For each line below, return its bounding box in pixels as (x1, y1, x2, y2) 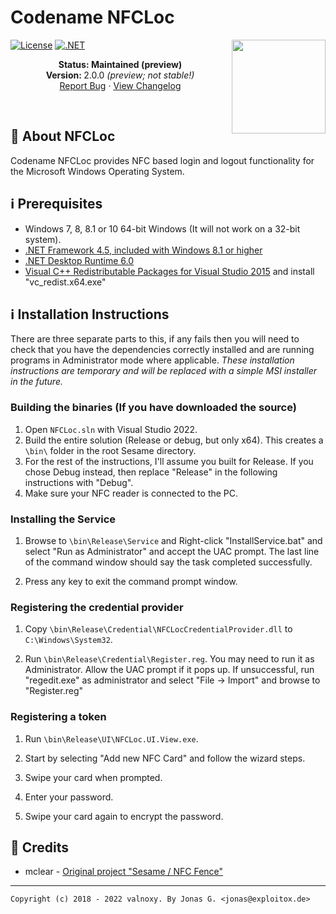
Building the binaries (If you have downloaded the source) (10, 401, 297, 415)
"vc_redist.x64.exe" (24, 276, 107, 288)
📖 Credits (10, 839, 70, 856)
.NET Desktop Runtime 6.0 (24, 254, 135, 266)
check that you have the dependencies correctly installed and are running (10, 344, 315, 356)
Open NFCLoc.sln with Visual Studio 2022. (24, 423, 198, 435)
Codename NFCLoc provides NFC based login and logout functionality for (10, 154, 315, 166)
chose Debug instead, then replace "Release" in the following (24, 466, 278, 478)
